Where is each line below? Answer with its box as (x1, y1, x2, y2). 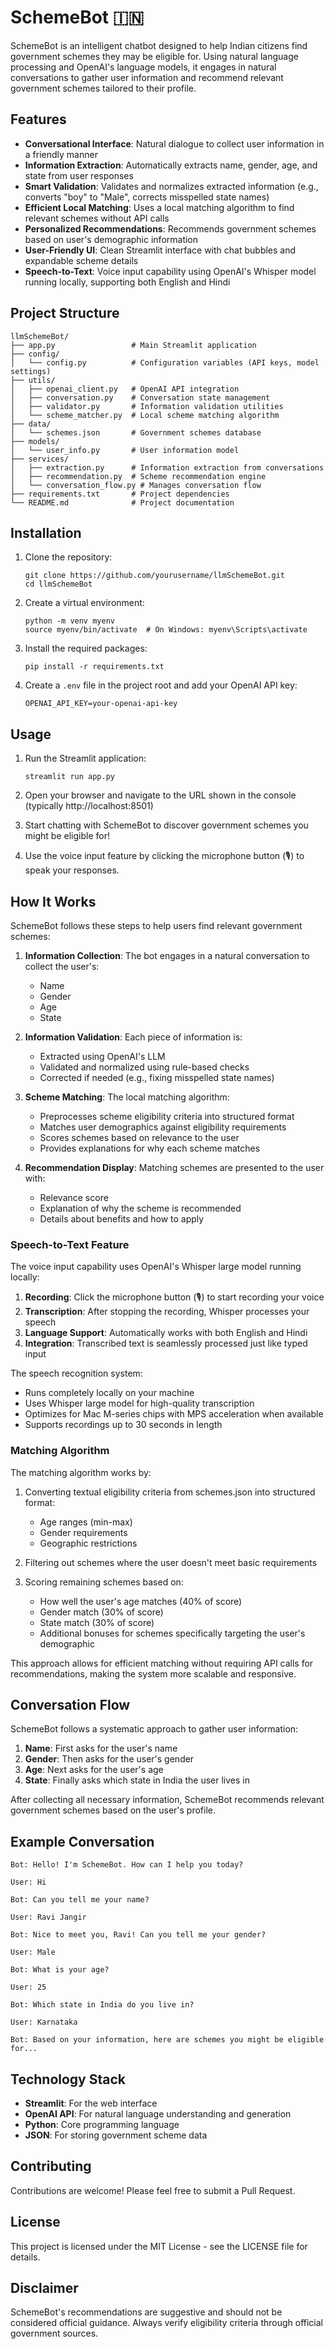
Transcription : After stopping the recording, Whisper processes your (24, 1306, 310, 1318)
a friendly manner (24, 148, 98, 160)
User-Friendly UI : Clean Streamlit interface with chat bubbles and (24, 244, 297, 256)
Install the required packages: (24, 642, 148, 655)
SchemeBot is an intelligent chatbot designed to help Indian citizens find (10, 39, 308, 51)
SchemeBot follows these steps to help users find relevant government (10, 920, 303, 931)
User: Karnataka (10, 2017, 78, 2028)
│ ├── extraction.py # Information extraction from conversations (10, 462, 325, 473)
